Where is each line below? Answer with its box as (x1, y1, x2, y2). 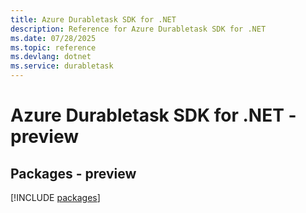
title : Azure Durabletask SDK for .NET (10, 14, 177, 25)
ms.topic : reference (10, 42, 97, 53)
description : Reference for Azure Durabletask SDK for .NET (10, 24, 267, 34)
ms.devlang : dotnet (10, 52, 92, 62)
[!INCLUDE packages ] (10, 192, 101, 203)
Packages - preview (10, 165, 137, 182)
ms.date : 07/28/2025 (10, 33, 97, 43)
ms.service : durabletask (10, 61, 114, 71)
